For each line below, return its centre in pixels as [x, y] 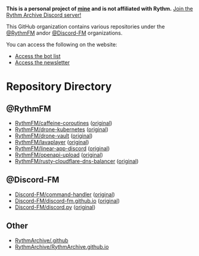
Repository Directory [59, 87]
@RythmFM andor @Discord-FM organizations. [64, 33]
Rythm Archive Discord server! [44, 15]
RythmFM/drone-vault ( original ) [54, 136]
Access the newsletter [42, 63]
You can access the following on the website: [62, 45]
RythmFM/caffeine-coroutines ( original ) [63, 123]
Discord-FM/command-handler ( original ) [65, 194]
